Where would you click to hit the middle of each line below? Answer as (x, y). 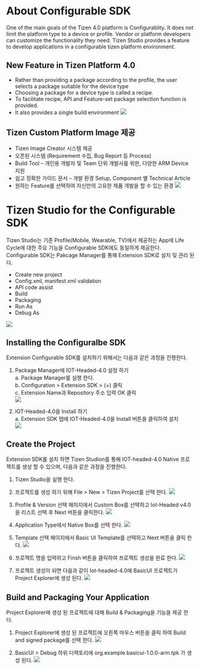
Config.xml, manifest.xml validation (58, 281)
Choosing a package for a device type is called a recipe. (84, 92)
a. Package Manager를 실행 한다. (54, 378)
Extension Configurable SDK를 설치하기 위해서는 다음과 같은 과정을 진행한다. (97, 358)
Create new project (39, 274)
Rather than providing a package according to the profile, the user (96, 80)
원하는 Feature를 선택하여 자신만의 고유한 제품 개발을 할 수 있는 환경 (94, 185)
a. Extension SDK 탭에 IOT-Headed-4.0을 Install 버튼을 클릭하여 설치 (97, 419)
